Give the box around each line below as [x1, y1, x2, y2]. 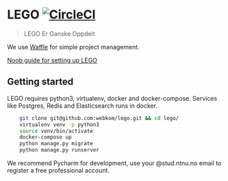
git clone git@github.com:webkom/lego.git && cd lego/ [19, 114, 179, 121]
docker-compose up [19, 134, 72, 141]
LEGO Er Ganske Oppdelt [23, 29, 96, 38]
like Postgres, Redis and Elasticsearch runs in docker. [7, 101, 157, 110]
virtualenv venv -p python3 [19, 121, 99, 128]
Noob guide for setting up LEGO [7, 56, 98, 64]
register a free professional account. [7, 167, 110, 174]
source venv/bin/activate [19, 128, 94, 134]
